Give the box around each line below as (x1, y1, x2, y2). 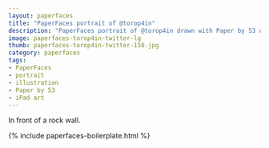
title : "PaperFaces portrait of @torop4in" (8, 19, 156, 27)
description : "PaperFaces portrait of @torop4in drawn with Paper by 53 (8, 26, 256, 34)
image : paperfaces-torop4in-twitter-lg (8, 34, 142, 42)
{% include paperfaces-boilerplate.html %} (8, 131, 151, 141)
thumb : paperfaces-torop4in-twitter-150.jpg (8, 42, 159, 50)
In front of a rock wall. (8, 115, 81, 125)
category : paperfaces (8, 49, 81, 57)
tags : (8, 57, 26, 65)
